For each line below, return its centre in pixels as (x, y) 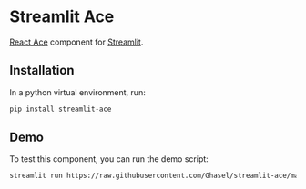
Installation (42, 70)
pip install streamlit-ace (61, 109)
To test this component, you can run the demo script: (109, 159)
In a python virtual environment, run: (77, 92)
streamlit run (36, 176)
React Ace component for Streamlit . (76, 42)
